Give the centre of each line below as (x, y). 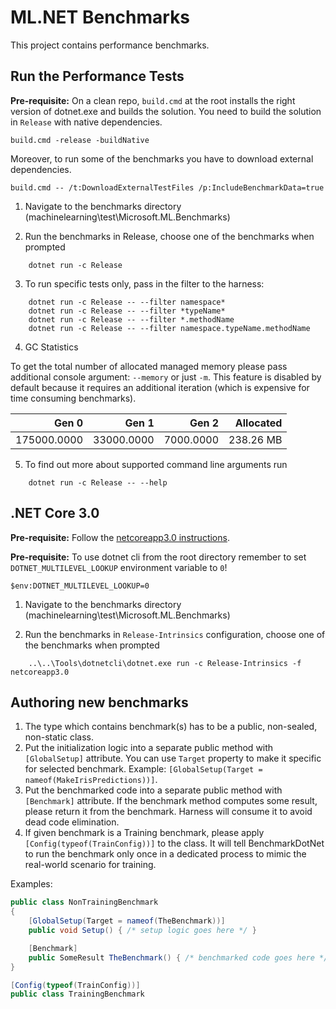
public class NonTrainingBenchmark (84, 902)
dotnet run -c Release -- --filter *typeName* (127, 311)
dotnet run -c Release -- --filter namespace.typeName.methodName (169, 328)
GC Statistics (51, 347)
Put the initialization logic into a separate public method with (149, 748)
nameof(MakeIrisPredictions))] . (91, 780)
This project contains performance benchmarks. (110, 45)
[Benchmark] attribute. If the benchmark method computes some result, (171, 801)
